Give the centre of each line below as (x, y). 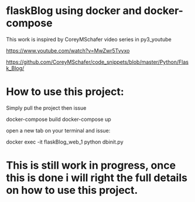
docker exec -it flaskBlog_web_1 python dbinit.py (65, 142)
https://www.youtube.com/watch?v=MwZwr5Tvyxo (68, 50)
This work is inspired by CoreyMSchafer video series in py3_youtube (89, 39)
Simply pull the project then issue (46, 108)
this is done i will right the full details (97, 178)
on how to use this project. (72, 190)
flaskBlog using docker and (74, 11)
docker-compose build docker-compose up (59, 119)
